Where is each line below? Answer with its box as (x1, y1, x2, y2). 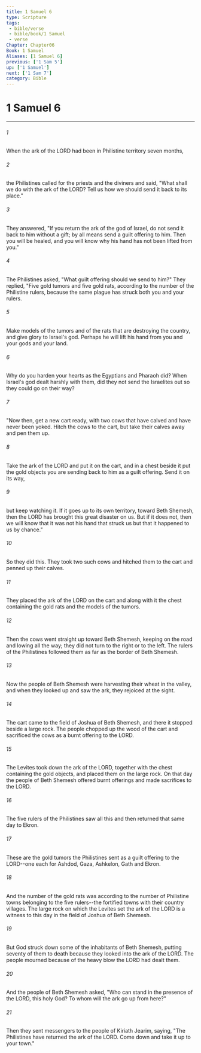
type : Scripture (6, 14, 47, 20)
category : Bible (6, 75, 47, 81)
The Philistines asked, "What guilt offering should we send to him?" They (6, 276, 186, 283)
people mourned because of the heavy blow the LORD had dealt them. (6, 956, 180, 963)
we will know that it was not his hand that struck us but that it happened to (6, 519, 190, 526)
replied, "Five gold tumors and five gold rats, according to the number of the (6, 282, 194, 289)
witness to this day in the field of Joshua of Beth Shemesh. (6, 911, 151, 918)
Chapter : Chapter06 (6, 42, 55, 48)
